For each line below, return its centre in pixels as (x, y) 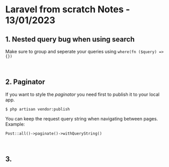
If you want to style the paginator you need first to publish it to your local (82, 94)
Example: (15, 124)
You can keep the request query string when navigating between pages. (82, 118)
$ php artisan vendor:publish (38, 109)
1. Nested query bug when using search (70, 39)
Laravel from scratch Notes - (68, 9)
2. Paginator (25, 82)
